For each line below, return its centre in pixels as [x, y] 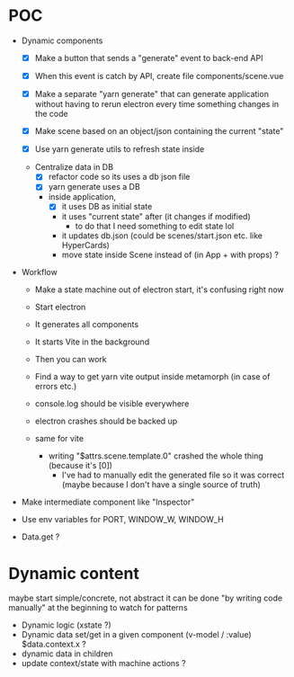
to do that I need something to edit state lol [155, 227]
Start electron [60, 307]
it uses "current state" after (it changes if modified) [156, 217]
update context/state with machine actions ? [103, 664]
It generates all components [87, 325]
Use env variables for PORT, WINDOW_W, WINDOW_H [122, 520]
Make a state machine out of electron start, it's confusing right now [159, 290]
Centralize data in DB [74, 167]
